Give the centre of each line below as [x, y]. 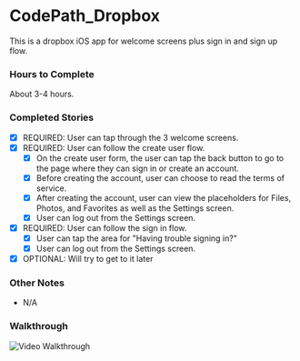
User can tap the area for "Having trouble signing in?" [137, 238]
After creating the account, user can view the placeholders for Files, [164, 197]
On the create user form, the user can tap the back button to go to [160, 158]
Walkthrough [39, 326]
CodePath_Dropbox [85, 16]
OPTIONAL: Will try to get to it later [88, 259]
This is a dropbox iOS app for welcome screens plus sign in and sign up [144, 41]
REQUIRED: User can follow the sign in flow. [105, 227]
